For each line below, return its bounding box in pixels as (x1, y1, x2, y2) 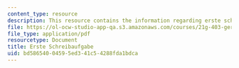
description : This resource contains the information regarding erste (7, 17, 221, 24)
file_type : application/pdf (7, 30, 91, 38)
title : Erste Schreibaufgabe (7, 43, 94, 50)
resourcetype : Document (7, 37, 78, 44)
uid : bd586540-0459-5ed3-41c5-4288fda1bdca (7, 50, 139, 57)
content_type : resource (7, 10, 78, 18)
